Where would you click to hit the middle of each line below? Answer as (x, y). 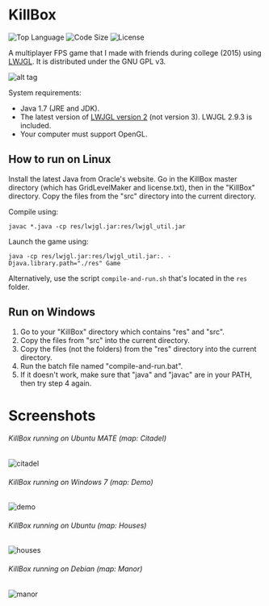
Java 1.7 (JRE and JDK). (60, 108)
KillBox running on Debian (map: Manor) (76, 568)
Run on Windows (52, 312)
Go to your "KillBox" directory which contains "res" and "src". (122, 332)
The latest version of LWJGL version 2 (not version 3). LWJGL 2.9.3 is (136, 117)
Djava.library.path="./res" (56, 263)
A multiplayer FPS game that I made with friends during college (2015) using (135, 52)
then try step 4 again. (56, 383)
